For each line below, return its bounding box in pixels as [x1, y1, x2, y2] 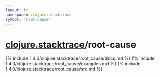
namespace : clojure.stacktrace [5, 12, 72, 17]
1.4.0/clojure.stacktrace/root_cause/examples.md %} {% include [5, 61, 141, 67]
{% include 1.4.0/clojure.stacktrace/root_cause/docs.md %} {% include [5, 55, 155, 61]
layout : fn [5, 7, 29, 13]
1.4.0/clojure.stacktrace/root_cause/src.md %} [5, 66, 103, 72]
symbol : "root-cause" [5, 17, 51, 22]
